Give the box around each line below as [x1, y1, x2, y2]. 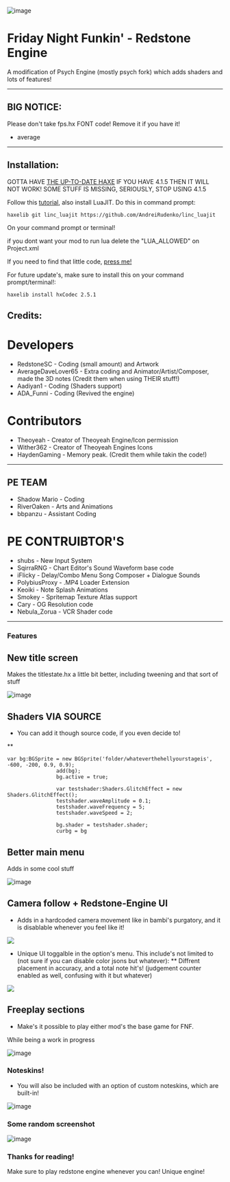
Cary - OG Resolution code [16, 600, 94, 608]
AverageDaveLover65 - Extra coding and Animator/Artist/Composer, [16, 367, 209, 375]
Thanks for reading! [7, 1152, 75, 1161]
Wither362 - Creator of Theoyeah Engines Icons [16, 443, 153, 451]
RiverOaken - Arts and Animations [16, 502, 113, 511]
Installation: [7, 159, 60, 171]
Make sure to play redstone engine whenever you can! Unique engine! [7, 1168, 205, 1176]
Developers [7, 337, 74, 353]
